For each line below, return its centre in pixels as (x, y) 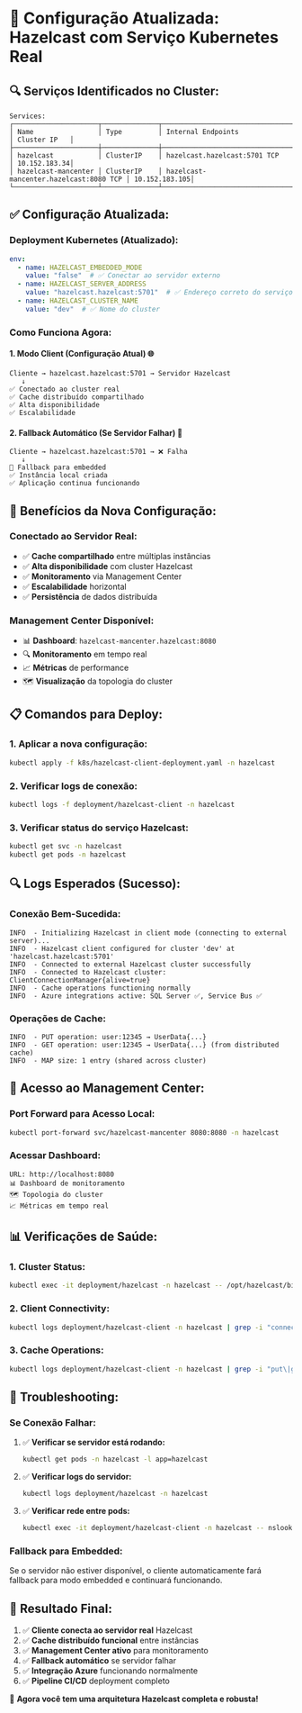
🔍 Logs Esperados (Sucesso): (95, 884)
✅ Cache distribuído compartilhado (77, 397)
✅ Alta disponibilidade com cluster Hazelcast (107, 566)
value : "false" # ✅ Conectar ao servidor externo (123, 276)
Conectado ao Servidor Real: (73, 537)
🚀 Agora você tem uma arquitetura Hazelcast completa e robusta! (134, 1699)
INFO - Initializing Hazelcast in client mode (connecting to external (148, 933)
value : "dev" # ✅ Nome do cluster (93, 309)
